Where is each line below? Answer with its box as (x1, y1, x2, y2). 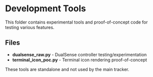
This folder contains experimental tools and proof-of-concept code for (5, 19, 148, 25)
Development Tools (5, 3, 86, 14)
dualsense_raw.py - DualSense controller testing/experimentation (12, 51, 147, 57)
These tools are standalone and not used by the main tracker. (5, 66, 129, 72)
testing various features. (5, 24, 55, 30)
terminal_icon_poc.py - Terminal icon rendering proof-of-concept (12, 57, 148, 63)
